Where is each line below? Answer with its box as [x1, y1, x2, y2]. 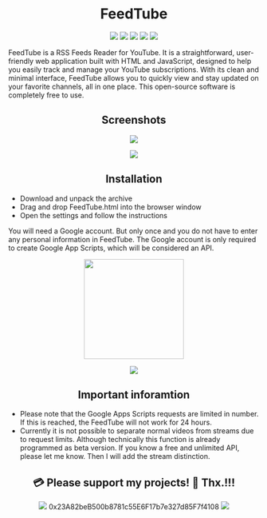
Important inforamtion [77, 388, 190, 401]
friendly [8, 56, 34, 66]
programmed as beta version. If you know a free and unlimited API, [19, 443, 240, 452]
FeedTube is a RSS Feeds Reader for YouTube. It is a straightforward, [8, 47, 235, 57]
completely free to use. [8, 90, 84, 100]
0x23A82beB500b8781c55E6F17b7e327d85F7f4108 [49, 502, 219, 512]
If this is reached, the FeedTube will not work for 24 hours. [19, 417, 213, 428]
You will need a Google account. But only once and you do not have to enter [8, 225, 258, 236]
